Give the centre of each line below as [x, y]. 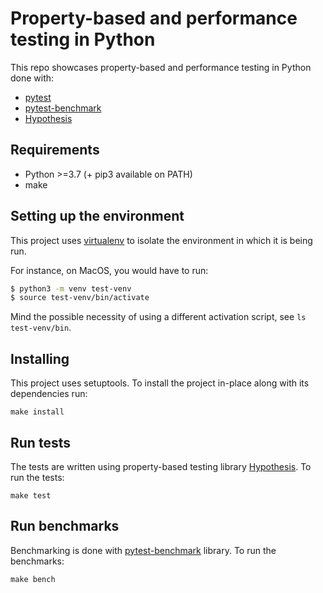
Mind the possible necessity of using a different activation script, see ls [158, 317]
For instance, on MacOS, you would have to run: [109, 270]
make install [37, 412]
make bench [33, 579]
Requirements [55, 150]
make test [31, 495]
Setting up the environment [97, 216]
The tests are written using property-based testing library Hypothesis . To [161, 466]
